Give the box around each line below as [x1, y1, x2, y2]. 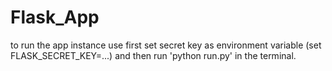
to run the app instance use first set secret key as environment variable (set [10, 39, 322, 51]
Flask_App [10, 6, 100, 29]
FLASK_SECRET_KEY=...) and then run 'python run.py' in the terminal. [10, 49, 297, 61]
